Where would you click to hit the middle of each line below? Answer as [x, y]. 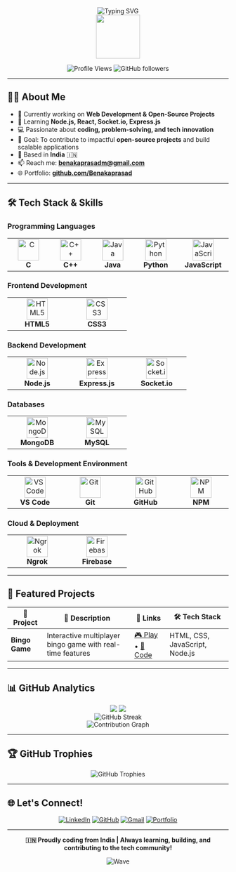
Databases [26, 404]
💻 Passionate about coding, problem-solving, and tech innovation [116, 129]
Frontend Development [47, 286]
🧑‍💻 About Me [37, 97]
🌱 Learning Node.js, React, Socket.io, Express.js [89, 121]
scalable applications [48, 147]
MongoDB [37, 443]
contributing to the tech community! [118, 848]
